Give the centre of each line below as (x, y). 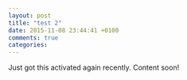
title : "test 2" (35, 23)
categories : (28, 45)
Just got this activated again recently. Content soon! (94, 67)
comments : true (33, 38)
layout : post (30, 15)
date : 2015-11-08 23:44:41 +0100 (64, 30)
